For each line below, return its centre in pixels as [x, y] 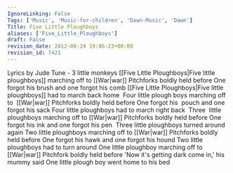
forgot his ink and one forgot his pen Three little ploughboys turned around [116, 125]
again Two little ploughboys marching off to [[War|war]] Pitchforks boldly [113, 132]
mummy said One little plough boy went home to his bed [89, 162]
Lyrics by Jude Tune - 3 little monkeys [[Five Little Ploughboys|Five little [111, 72]
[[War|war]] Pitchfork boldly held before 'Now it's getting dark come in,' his [116, 154]
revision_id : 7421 [34, 53]
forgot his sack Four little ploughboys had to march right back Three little [114, 110]
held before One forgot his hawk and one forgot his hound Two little [105, 139]
